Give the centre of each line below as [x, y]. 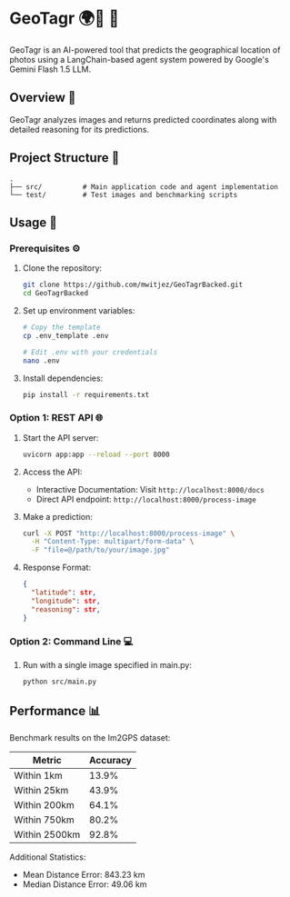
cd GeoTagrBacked [55, 294]
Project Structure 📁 [65, 158]
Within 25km [41, 790]
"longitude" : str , [66, 601]
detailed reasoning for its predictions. [80, 129]
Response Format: [57, 568]
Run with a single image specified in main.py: [107, 664]
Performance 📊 [55, 711]
